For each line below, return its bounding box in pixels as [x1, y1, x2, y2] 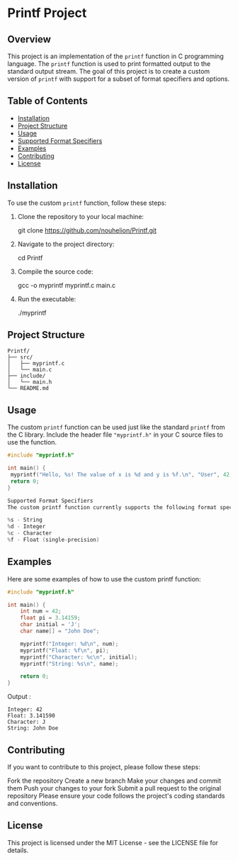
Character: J [7, 718, 46, 726]
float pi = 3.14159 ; [20, 615, 81, 622]
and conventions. [7, 799, 58, 808]
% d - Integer [7, 523, 46, 530]
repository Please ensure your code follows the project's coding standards [7, 792, 225, 800]
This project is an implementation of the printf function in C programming [7, 52, 225, 60]
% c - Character [7, 530, 52, 537]
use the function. [7, 438, 57, 447]
